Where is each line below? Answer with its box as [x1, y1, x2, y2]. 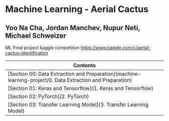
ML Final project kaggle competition [5, 45, 79, 51]
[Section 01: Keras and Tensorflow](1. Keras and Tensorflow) [8, 85, 153, 91]
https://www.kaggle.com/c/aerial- [80, 45, 151, 51]
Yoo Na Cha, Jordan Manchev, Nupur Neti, [5, 24, 140, 32]
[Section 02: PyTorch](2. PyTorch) [8, 93, 89, 100]
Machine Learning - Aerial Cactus [5, 4, 149, 15]
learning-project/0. [8, 77, 54, 83]
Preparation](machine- [86, 70, 141, 77]
